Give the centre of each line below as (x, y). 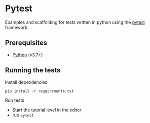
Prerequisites (26, 43)
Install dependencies (26, 82)
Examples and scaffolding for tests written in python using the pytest (75, 22)
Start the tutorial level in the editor (47, 110)
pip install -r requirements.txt (39, 91)
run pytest (23, 115)
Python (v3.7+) (27, 55)
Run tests (15, 100)
